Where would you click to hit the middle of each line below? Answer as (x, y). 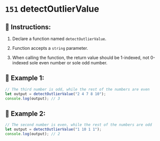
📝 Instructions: (28, 27)
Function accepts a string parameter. (50, 48)
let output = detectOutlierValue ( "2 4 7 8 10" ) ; (56, 94)
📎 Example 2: (25, 113)
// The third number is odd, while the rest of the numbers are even (78, 89)
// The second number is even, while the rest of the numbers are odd (79, 125)
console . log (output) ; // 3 (33, 99)
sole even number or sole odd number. (68, 63)
